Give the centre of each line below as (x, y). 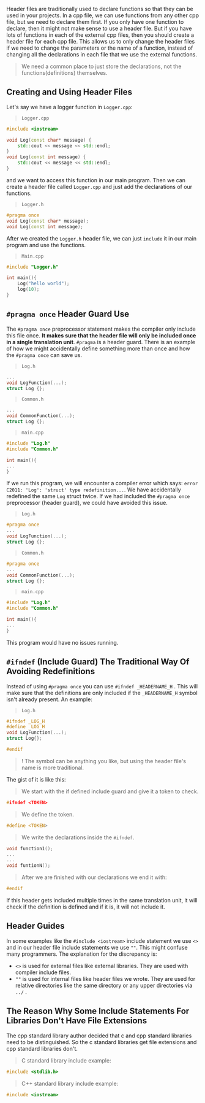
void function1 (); (30, 848)
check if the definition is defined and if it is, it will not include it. (86, 907)
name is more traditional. (53, 767)
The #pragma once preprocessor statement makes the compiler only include (101, 329)
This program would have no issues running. (62, 642)
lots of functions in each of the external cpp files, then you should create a (100, 35)
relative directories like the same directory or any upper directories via (104, 985)
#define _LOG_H (26, 727)
